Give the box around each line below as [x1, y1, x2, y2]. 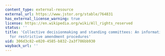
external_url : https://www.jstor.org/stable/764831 [5, 12, 113, 17]
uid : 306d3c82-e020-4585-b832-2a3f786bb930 [5, 39, 96, 44]
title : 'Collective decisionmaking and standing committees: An [5, 30, 139, 35]
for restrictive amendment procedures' [9, 35, 91, 39]
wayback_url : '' [5, 43, 38, 48]
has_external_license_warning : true [5, 16, 80, 21]
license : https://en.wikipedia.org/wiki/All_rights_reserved [5, 20, 133, 26]
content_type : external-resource [5, 7, 74, 12]
